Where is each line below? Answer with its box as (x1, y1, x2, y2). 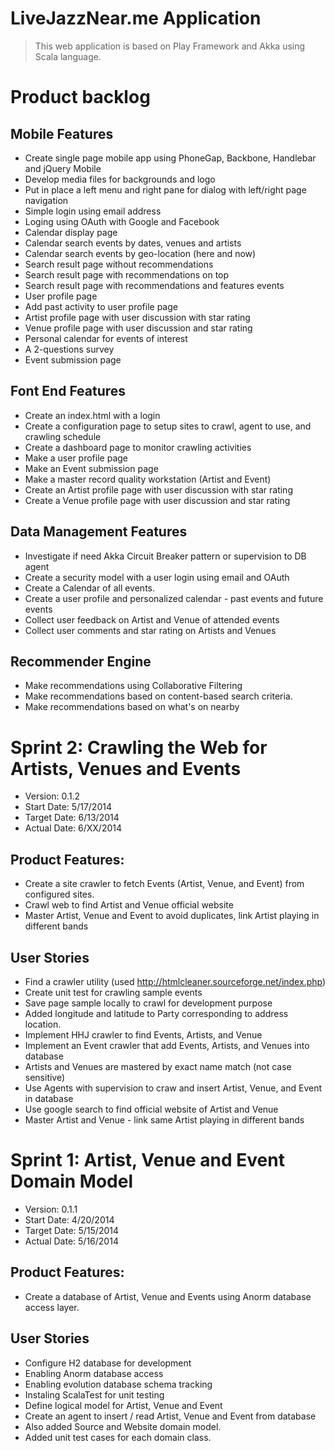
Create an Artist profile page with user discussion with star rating (24, 483, 293, 496)
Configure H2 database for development (24, 1357, 192, 1369)
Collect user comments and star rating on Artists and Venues (24, 624, 277, 636)
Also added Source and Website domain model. (24, 1420, 222, 1432)
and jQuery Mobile (24, 162, 102, 174)
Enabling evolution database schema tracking (24, 1378, 213, 1390)
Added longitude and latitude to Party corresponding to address (24, 1007, 289, 1019)
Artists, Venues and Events (10, 757, 242, 780)
